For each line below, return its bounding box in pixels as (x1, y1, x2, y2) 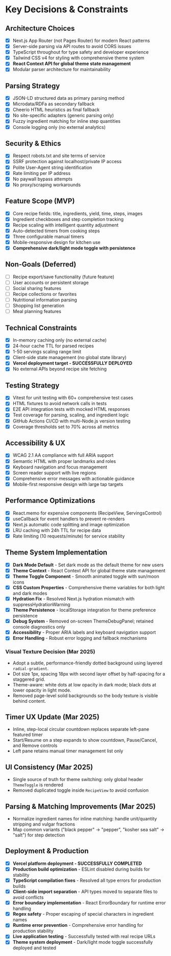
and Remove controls (12, 743, 58, 749)
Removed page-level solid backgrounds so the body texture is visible (12, 692, 158, 699)
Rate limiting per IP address (12, 170, 70, 176)
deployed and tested (12, 945, 56, 951)
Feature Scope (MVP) (5, 197, 75, 206)
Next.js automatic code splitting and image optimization (12, 521, 130, 527)
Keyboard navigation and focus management (12, 464, 107, 470)
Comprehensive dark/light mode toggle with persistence (12, 244, 136, 251)
